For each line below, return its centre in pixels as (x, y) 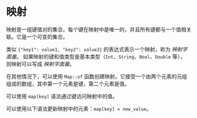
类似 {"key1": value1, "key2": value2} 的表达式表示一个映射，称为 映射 (94, 49)
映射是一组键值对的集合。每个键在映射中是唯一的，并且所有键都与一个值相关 (99, 29)
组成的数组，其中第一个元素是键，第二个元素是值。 (68, 83)
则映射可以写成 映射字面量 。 (40, 64)
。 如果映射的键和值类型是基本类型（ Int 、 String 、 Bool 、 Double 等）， (101, 56)
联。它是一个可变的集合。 (37, 36)
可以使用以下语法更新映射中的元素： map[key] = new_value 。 (79, 109)
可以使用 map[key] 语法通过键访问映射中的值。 (62, 96)
